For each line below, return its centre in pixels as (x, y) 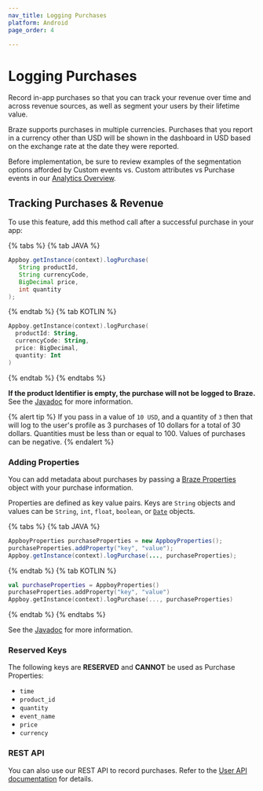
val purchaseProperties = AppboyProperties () (84, 585)
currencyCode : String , (52, 341)
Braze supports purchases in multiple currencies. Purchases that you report (131, 130)
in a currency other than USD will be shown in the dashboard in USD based (130, 138)
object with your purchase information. (71, 487)
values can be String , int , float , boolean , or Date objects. (102, 511)
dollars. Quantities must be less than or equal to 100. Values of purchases (127, 433)
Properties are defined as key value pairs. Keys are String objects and (122, 503)
